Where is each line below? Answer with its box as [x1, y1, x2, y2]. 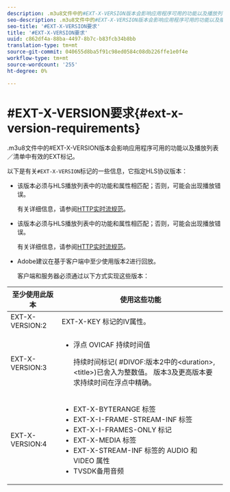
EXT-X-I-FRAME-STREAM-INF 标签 [73, 415, 193, 425]
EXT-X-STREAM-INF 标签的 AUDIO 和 [73, 446, 198, 456]
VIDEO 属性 [73, 456, 110, 466]
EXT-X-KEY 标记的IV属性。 [61, 317, 151, 326]
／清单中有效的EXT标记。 [7, 153, 79, 161]
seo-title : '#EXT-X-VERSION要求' [7, 23, 101, 30]
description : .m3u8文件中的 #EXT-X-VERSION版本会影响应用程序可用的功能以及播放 [7, 10, 218, 17]
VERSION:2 [10, 321, 47, 331]
